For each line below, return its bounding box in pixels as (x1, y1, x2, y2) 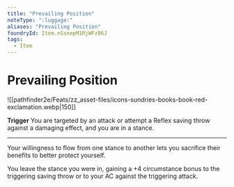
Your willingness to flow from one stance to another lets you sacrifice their (7, 143, 221, 152)
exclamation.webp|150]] (7, 102, 77, 111)
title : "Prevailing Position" (7, 10, 95, 17)
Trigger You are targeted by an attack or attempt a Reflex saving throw (7, 116, 210, 124)
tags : (7, 36, 23, 43)
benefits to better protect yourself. (7, 151, 106, 159)
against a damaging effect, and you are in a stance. (7, 123, 155, 132)
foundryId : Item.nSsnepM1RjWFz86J (7, 29, 108, 37)
